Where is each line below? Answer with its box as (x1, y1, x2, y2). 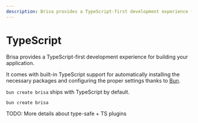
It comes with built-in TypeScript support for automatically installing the (6, 71, 180, 78)
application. (6, 59, 35, 66)
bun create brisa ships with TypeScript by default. (6, 88, 130, 95)
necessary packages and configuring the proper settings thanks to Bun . (6, 77, 181, 84)
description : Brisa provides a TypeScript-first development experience (6, 8, 189, 15)
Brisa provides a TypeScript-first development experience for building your (6, 53, 189, 60)
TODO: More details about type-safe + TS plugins (6, 110, 127, 117)
